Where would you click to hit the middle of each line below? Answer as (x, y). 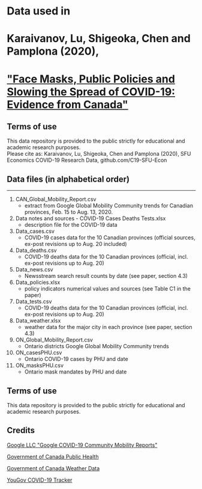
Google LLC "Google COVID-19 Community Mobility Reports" (82, 445)
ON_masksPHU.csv (40, 366)
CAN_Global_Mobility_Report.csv (56, 199)
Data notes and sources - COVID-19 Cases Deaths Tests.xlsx (91, 218)
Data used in (39, 11)
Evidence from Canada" (67, 104)
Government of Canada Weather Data (53, 468)
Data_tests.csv (34, 301)
